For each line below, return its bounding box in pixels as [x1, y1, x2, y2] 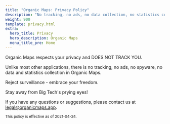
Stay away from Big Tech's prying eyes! [5, 89, 88, 95]
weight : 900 [5, 17, 30, 22]
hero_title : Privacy [10, 31, 53, 36]
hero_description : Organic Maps [10, 36, 78, 41]
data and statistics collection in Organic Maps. [5, 69, 102, 75]
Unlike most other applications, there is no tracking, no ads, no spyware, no [5, 64, 163, 70]
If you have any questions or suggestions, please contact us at [5, 99, 136, 105]
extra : [5, 26, 19, 31]
